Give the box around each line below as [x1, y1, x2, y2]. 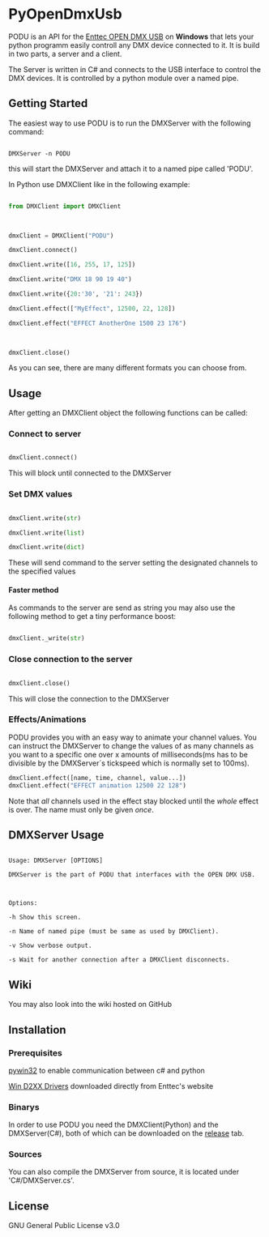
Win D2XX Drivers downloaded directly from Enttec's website [8, 1081, 214, 1090]
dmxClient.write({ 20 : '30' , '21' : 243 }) [8, 290, 143, 298]
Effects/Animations [8, 714, 87, 725]
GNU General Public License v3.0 [8, 1221, 120, 1231]
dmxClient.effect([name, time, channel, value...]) [8, 774, 186, 782]
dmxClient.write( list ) [8, 528, 85, 537]
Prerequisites [8, 1047, 62, 1058]
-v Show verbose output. [8, 941, 92, 950]
